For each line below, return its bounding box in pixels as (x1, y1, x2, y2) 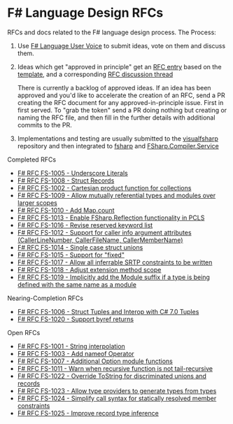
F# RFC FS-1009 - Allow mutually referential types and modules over (17, 191, 216, 199)
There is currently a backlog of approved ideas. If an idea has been (17, 83, 211, 92)
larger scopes (17, 198, 57, 207)
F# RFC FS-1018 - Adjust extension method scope (17, 265, 162, 274)
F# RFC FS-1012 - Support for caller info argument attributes (17, 228, 192, 236)
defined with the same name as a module (17, 280, 136, 288)
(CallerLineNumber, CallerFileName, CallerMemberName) (17, 236, 183, 244)
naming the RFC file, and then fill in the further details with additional (17, 113, 216, 122)
